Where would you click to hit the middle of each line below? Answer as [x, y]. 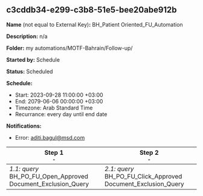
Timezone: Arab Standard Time [54, 108]
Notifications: [24, 126]
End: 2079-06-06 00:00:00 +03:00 [59, 101]
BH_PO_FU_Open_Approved [49, 176]
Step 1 [54, 152]
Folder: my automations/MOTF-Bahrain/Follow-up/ [69, 48]
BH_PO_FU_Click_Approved [143, 176]
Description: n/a [27, 36]
